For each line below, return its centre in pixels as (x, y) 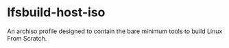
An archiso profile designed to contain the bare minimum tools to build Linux (115, 31)
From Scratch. (27, 38)
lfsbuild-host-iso (56, 13)
